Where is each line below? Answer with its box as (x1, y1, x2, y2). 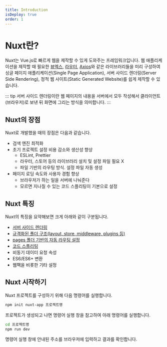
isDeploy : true (5, 12, 37, 17)
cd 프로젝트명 (5, 322, 29, 327)
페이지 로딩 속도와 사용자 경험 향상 (12, 171, 79, 177)
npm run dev (5, 326, 30, 331)
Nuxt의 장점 (5, 115, 41, 124)
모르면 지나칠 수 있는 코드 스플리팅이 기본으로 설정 (19, 184, 117, 190)
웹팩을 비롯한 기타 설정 (12, 262, 57, 268)
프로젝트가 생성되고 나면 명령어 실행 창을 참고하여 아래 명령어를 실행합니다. (5, 312, 151, 318)
